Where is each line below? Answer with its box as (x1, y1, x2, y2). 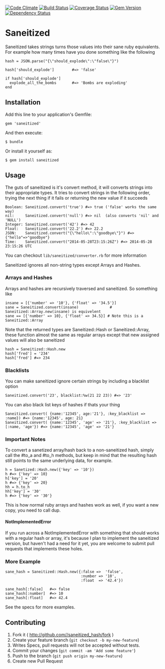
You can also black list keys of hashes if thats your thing (5, 402, 120, 408)
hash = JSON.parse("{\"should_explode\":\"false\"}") (5, 59, 119, 64)
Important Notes (5, 436, 46, 443)
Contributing (5, 618, 46, 627)
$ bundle (5, 139, 23, 144)
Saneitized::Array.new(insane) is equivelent (5, 309, 101, 314)
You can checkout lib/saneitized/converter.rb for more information (5, 252, 147, 258)
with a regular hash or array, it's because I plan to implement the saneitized (5, 535, 159, 541)
